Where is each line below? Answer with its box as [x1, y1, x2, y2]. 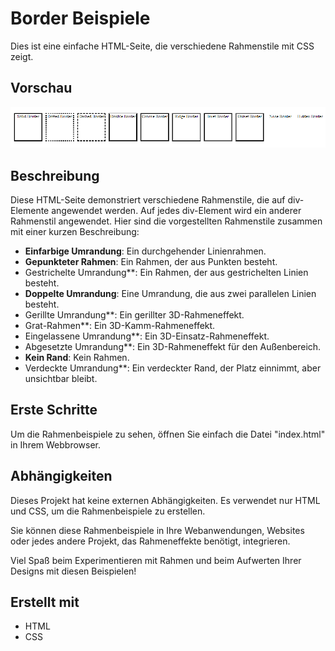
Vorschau [10, 80, 73, 97]
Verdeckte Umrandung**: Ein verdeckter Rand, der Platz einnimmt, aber [24, 362, 322, 374]
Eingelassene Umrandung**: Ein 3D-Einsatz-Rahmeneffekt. [24, 330, 270, 342]
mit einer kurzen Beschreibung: [10, 225, 140, 237]
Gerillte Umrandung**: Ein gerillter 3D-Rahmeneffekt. [24, 308, 245, 321]
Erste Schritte [10, 402, 98, 419]
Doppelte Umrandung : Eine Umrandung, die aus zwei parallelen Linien [24, 287, 317, 299]
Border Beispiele [10, 7, 151, 30]
